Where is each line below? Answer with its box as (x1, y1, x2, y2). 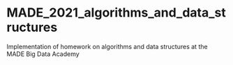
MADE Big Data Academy (6, 50, 80, 58)
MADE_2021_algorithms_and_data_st (6, 5, 226, 21)
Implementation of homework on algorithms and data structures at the (6, 42, 208, 50)
